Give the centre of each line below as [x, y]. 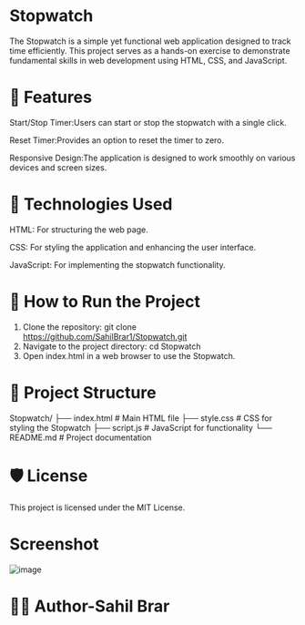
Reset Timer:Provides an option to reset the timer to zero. [117, 140]
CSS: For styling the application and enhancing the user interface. [133, 247]
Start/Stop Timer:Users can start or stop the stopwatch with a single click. [148, 122]
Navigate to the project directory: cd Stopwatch [112, 346]
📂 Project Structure [83, 392]
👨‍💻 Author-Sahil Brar [90, 606]
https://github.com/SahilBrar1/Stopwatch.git [105, 336]
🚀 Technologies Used [91, 205]
